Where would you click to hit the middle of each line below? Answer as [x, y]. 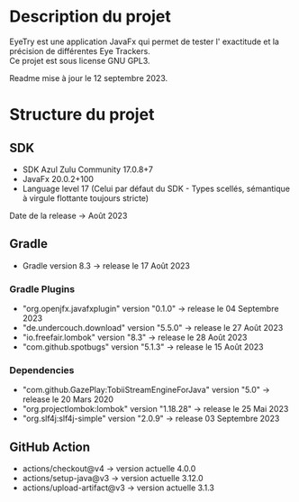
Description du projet [90, 17]
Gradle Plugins [42, 288]
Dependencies [42, 370]
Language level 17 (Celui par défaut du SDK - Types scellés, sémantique [156, 188]
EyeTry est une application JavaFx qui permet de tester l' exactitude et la [144, 41]
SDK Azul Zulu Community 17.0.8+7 [87, 169]
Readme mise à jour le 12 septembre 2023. [89, 78]
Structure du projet [82, 115]
